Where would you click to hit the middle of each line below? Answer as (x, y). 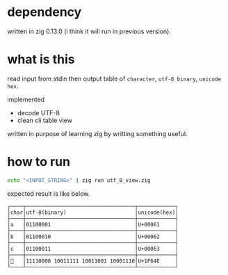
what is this (41, 59)
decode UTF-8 (39, 112)
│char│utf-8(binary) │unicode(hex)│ (93, 212)
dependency (44, 12)
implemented (26, 99)
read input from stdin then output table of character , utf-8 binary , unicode (114, 78)
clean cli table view (45, 120)
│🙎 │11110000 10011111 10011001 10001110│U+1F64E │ (93, 261)
